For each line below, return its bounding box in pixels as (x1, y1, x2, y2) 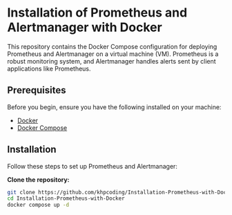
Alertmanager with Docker (7, 19, 162, 35)
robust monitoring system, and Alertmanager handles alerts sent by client (7, 57, 216, 65)
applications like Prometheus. (7, 64, 91, 73)
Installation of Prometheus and (7, 5, 188, 21)
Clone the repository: (7, 175, 70, 184)
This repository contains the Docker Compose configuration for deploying (7, 42, 217, 50)
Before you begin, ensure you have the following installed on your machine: (7, 102, 222, 111)
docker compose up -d (7, 202, 70, 209)
